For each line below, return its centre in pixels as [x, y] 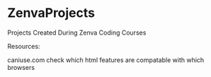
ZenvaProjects [51, 13]
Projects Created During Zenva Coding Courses [77, 32]
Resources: [24, 46]
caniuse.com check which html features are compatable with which [106, 60]
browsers [21, 67]
